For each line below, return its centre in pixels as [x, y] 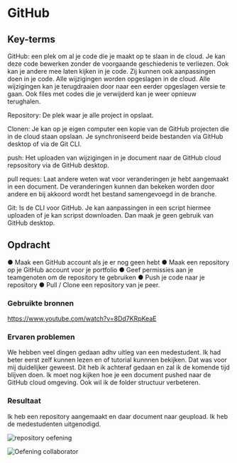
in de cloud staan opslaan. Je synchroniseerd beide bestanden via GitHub [115, 136]
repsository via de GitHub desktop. [59, 165]
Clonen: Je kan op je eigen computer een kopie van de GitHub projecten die [118, 129]
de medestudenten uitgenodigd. [54, 424]
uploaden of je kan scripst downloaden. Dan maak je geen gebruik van [111, 215]
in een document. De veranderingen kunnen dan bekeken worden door [111, 186]
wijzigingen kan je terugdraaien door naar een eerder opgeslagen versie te [116, 86]
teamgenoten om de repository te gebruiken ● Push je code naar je [106, 277]
